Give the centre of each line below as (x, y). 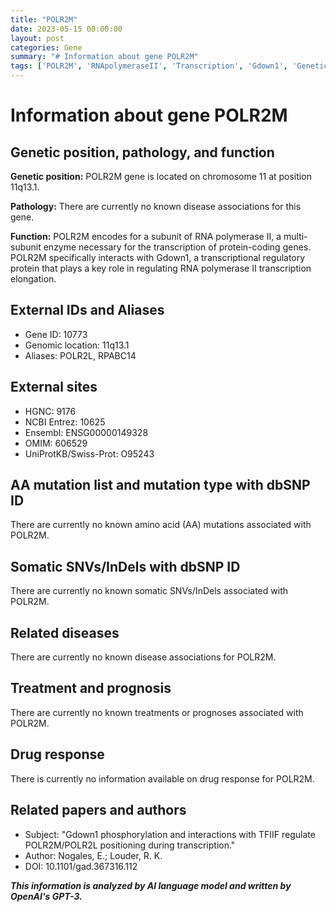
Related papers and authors (98, 810)
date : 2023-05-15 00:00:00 (66, 29)
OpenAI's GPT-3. (46, 896)
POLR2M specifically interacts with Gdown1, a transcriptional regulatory (158, 257)
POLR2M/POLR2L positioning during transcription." (130, 845)
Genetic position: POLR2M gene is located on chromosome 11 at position (161, 176)
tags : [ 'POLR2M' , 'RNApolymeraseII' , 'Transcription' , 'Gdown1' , (149, 66)
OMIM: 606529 (56, 443)
